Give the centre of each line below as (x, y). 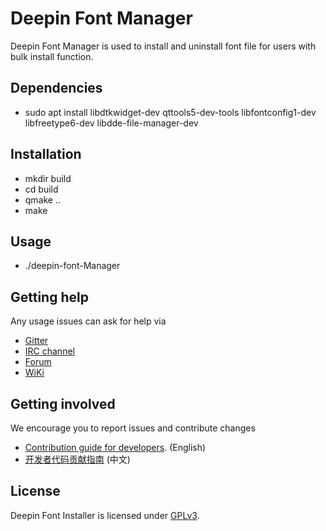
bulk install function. (52, 56)
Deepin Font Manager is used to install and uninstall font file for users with (163, 46)
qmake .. (43, 199)
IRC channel (49, 351)
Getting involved (63, 403)
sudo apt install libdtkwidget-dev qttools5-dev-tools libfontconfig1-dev (170, 112)
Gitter (36, 341)
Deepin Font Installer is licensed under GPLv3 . (105, 515)
